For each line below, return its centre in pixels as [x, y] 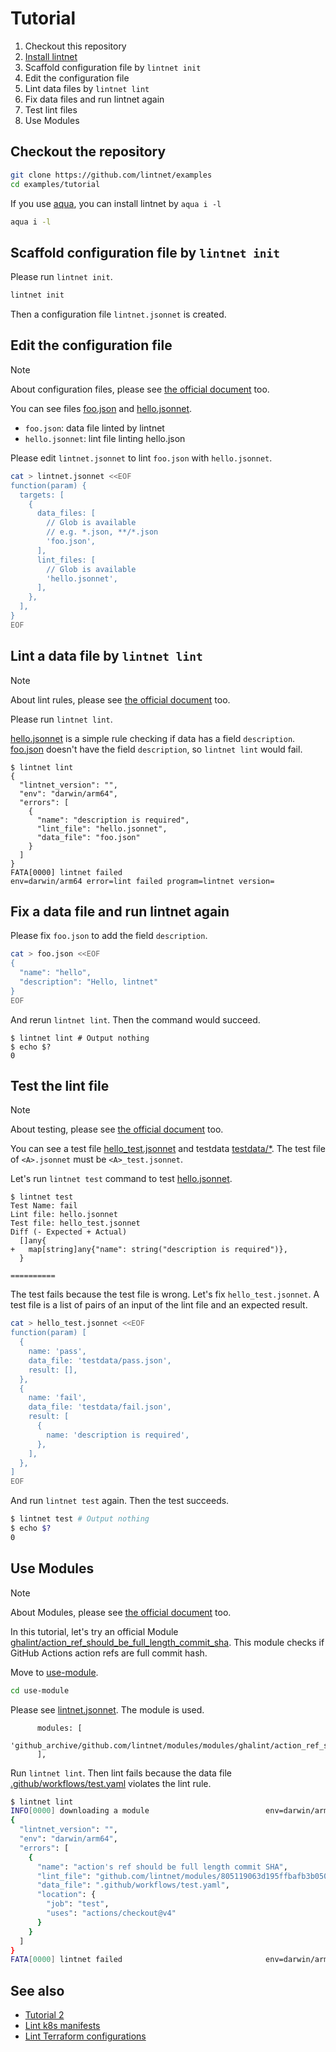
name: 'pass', [57, 1352]
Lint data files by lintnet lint [87, 88]
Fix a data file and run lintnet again [120, 911]
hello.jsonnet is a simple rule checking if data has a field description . [153, 738]
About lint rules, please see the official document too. [120, 699]
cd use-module [40, 1690]
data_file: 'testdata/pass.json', [100, 1360]
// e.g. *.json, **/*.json [102, 532]
